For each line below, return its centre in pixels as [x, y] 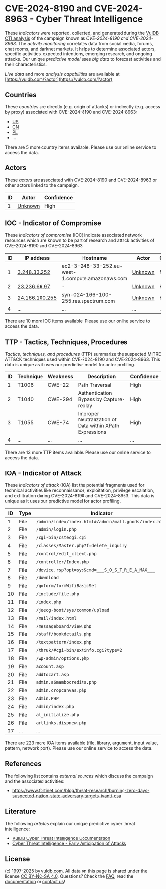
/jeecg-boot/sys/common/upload [73, 610]
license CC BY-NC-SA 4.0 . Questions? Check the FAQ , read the [69, 876]
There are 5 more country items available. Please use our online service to [81, 147]
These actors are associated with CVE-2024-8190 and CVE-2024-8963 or [81, 180]
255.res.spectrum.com [88, 301]
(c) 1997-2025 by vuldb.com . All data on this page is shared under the [76, 871]
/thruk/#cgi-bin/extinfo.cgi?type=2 [79, 650]
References [23, 764]
